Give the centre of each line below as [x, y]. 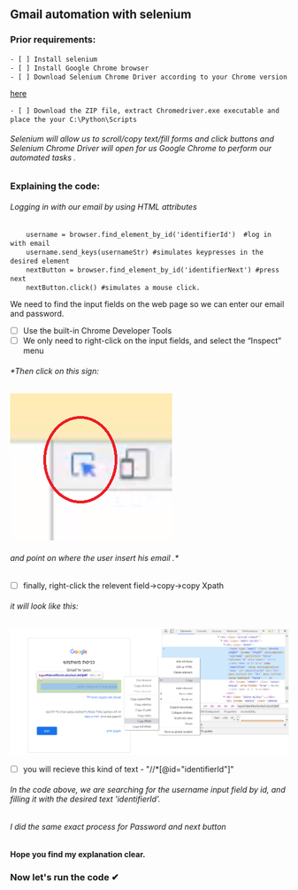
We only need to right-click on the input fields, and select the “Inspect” [152, 341]
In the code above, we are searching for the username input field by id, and [148, 790]
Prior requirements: [53, 40]
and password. [37, 314]
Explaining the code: [55, 186]
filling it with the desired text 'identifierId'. [85, 799]
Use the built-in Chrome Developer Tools [97, 331]
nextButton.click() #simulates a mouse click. [113, 288]
